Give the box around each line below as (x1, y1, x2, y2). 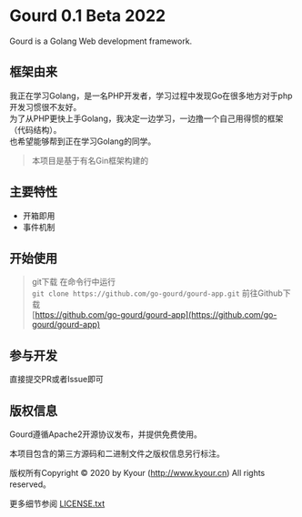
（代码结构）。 (9, 124, 62, 135)
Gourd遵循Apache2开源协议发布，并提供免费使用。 (9, 429, 202, 440)
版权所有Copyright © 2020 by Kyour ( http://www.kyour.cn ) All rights (9, 468, 266, 478)
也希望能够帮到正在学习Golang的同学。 (9, 136, 156, 147)
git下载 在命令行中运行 (31, 277, 116, 288)
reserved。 (9, 479, 52, 490)
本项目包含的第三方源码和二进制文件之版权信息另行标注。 (9, 448, 225, 459)
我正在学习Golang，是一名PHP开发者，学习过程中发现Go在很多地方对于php (9, 90, 293, 101)
